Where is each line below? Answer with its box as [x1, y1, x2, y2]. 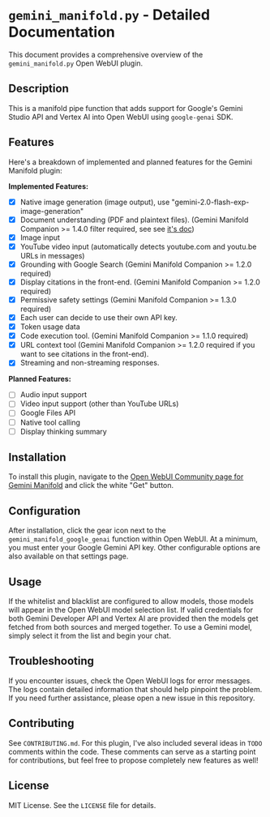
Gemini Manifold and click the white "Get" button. [8, 481, 174, 490]
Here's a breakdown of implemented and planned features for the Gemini [8, 156, 253, 167]
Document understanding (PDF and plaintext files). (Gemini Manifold [19, 215, 249, 225]
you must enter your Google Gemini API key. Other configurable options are [8, 543, 261, 553]
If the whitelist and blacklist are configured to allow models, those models [8, 597, 254, 606]
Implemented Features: [8, 181, 89, 191]
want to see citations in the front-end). [19, 349, 149, 359]
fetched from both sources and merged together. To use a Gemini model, [8, 622, 253, 632]
